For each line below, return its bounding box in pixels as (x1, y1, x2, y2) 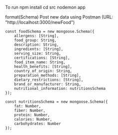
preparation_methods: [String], (14, 73, 81, 78)
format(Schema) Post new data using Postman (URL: (5, 14, 114, 20)
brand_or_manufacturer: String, (14, 82, 81, 87)
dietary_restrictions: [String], (14, 77, 84, 82)
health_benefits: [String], (14, 64, 72, 69)
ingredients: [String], (14, 47, 64, 52)
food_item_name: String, (14, 60, 66, 65)
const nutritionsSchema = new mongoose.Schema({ (5, 99, 108, 104)
